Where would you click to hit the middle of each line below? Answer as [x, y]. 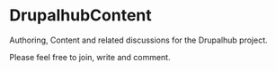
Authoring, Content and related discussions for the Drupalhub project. [138, 40]
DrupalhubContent [80, 16]
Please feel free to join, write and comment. [90, 57]
